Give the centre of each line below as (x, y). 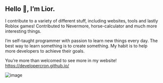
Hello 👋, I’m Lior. (30, 9)
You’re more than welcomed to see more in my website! (61, 60)
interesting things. (23, 31)
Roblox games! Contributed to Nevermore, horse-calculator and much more (81, 26)
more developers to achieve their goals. (45, 51)
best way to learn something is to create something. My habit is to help (76, 46)
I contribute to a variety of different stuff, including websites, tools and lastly (82, 21)
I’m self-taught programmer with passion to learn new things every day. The (81, 41)
